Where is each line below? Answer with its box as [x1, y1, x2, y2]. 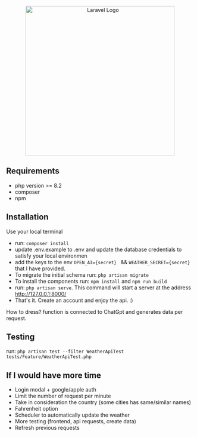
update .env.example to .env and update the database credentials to [14, 246, 182, 253]
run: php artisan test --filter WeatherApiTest [6, 347, 124, 355]
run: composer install [14, 239, 70, 246]
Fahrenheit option [14, 405, 58, 412]
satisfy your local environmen [14, 252, 87, 259]
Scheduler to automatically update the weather [14, 411, 130, 418]
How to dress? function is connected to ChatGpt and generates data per [6, 308, 183, 315]
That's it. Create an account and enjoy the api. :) [14, 297, 133, 304]
